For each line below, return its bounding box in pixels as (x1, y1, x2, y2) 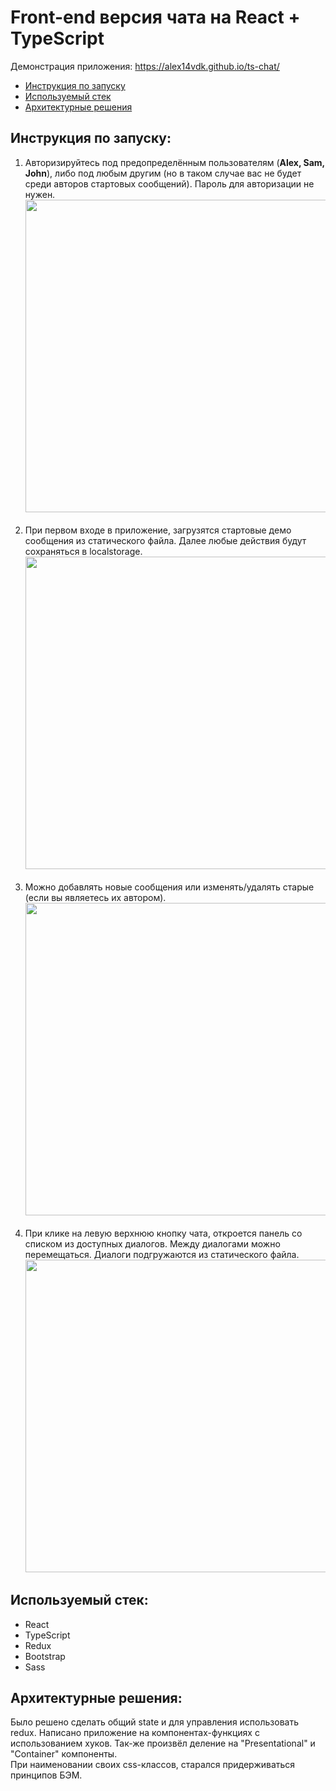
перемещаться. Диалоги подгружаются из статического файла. (24, 1248, 300, 1260)
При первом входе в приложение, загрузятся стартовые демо (24, 524, 292, 536)
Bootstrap (24, 1650, 66, 1662)
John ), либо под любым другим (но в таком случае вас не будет (24, 167, 302, 179)
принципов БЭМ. (10, 1769, 83, 1781)
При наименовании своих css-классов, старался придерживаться (10, 1759, 296, 1771)
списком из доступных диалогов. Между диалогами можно (24, 1237, 281, 1250)
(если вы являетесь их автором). (24, 891, 167, 903)
